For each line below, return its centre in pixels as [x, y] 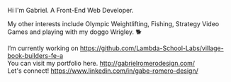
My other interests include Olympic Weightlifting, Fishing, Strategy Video [113, 24]
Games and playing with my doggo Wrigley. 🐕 [74, 32]
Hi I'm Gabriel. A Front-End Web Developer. [71, 10]
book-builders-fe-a [35, 55]
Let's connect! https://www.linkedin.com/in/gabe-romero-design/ [103, 71]
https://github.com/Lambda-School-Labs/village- [152, 48]
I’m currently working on [43, 48]
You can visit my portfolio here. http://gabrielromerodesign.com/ [101, 63]
